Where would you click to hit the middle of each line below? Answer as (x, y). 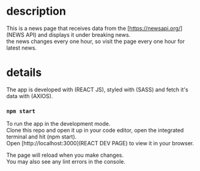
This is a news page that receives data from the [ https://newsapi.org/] (94, 28)
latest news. (21, 48)
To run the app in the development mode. (58, 124)
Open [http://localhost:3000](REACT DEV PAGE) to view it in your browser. (100, 143)
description (36, 11)
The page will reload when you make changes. (65, 155)
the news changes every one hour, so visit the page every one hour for (96, 41)
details (24, 73)
